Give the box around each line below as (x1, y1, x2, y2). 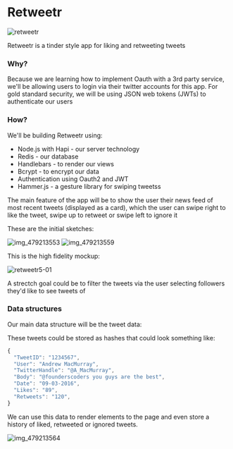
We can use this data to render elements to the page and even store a (7, 412, 210, 421)
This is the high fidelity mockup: (7, 252, 101, 260)
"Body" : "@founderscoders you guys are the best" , (13, 374, 165, 381)
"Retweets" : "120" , (13, 393, 71, 400)
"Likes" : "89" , (13, 387, 58, 394)
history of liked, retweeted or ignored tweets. (7, 420, 139, 429)
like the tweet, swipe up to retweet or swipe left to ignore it (7, 211, 178, 219)
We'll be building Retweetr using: (7, 131, 103, 140)
